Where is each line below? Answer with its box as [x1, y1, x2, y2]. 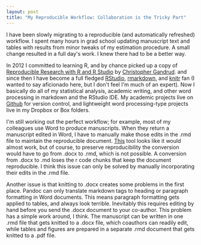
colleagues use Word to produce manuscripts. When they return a [6, 124, 170, 132]
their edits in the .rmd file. [6, 169, 70, 176]
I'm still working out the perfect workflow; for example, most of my [6, 118, 171, 125]
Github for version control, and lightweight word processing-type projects [6, 100, 189, 107]
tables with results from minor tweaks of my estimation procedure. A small [6, 43, 190, 51]
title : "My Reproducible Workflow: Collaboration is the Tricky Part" [6, 14, 187, 20]
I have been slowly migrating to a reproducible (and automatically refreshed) [6, 31, 195, 38]
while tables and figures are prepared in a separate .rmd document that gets [6, 225, 195, 232]
